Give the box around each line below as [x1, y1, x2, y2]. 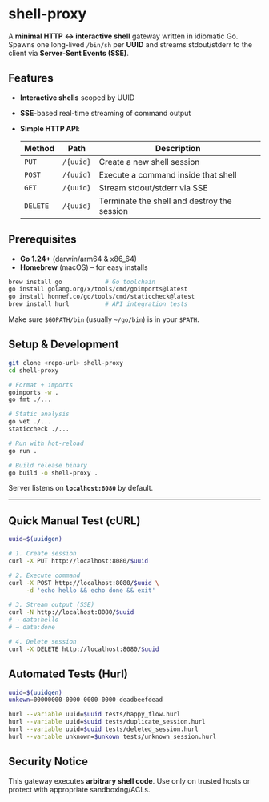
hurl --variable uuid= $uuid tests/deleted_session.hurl [8, 725, 199, 733]
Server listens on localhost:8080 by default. [8, 483, 154, 493]
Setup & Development [8, 338, 119, 351]
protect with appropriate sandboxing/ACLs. [8, 784, 151, 794]
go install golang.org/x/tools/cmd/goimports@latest [8, 285, 188, 293]
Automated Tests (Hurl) [8, 668, 128, 681]
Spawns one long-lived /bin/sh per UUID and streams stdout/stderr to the [8, 39, 253, 49]
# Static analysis [8, 410, 70, 419]
